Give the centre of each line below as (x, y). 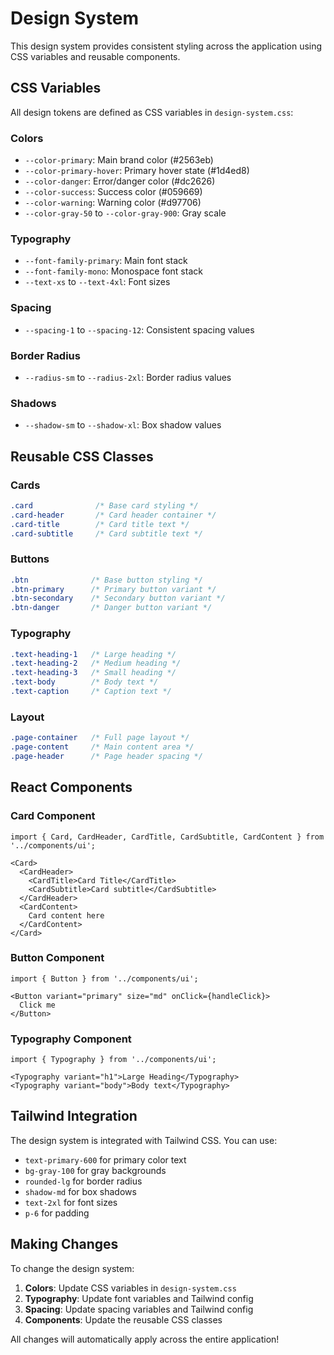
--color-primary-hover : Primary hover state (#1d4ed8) (137, 171)
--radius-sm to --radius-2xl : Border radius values (128, 377)
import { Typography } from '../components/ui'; (113, 1060)
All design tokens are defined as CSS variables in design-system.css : (152, 112)
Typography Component (71, 1039)
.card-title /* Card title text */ (100, 524)
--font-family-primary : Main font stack (106, 261)
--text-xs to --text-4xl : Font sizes (97, 282)
